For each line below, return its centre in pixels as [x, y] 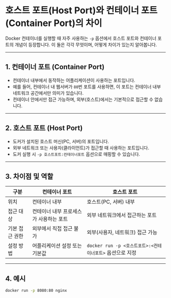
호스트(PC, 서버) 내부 [111, 202]
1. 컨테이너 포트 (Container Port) [55, 67]
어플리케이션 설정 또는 [57, 246]
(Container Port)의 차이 [54, 23]
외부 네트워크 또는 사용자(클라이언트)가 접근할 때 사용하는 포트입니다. [81, 148]
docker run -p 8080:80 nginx [36, 291]
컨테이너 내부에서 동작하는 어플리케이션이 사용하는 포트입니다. [74, 80]
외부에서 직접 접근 [52, 229]
